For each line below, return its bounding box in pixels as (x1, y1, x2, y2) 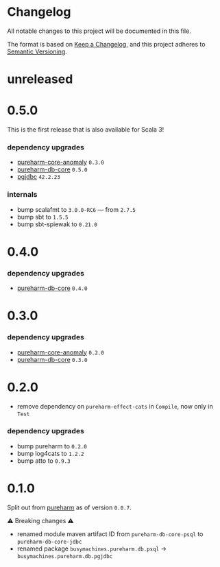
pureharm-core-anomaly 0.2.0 (16, 348, 104, 357)
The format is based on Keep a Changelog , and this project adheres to (7, 40, 206, 48)
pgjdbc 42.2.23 (16, 173, 60, 181)
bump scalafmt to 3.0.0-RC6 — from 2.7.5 (16, 205, 136, 213)
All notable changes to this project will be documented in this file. (7, 27, 192, 35)
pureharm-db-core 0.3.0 (16, 355, 88, 363)
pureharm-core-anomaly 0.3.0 (16, 158, 104, 167)
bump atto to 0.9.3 (16, 457, 71, 465)
